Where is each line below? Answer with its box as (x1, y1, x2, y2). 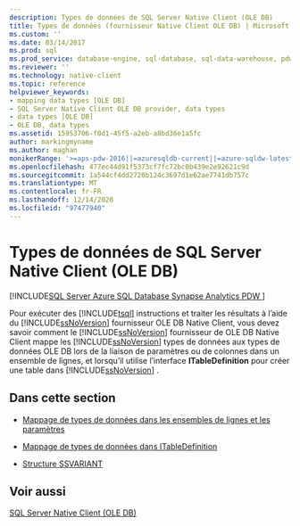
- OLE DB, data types (9, 121, 90, 130)
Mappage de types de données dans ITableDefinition (21, 440, 218, 451)
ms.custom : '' (9, 29, 62, 38)
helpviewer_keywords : (9, 87, 90, 96)
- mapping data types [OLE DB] (9, 95, 126, 105)
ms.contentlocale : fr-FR (9, 187, 102, 196)
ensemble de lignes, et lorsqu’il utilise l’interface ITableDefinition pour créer (9, 355, 290, 366)
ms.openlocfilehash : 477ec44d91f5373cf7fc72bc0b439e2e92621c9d (9, 162, 250, 171)
